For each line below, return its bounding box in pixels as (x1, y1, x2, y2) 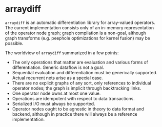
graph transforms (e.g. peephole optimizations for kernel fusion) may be (5, 35, 150, 41)
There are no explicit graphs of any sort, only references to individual (12, 80, 151, 86)
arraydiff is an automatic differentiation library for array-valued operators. (5, 20, 155, 25)
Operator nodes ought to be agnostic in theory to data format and (12, 106, 144, 112)
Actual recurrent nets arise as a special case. (12, 75, 103, 81)
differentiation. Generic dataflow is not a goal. (12, 64, 104, 70)
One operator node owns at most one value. (12, 90, 101, 96)
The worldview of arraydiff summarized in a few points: (5, 50, 119, 56)
